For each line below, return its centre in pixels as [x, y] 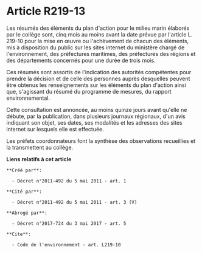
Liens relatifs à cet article [39, 159]
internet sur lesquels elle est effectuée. [55, 129]
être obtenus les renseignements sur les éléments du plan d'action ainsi [96, 85]
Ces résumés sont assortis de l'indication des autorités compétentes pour [99, 72]
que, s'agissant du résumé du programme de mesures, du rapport [89, 91]
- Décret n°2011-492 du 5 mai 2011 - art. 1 [69, 181]
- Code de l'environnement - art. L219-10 [66, 244]
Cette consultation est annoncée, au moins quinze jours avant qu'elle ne [97, 109]
